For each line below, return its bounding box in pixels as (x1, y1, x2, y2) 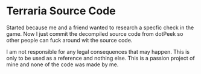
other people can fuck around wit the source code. (6, 36, 133, 44)
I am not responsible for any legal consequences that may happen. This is (6, 48, 190, 55)
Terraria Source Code (6, 4, 116, 18)
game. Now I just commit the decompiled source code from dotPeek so (6, 30, 183, 37)
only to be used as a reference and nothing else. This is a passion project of (6, 54, 195, 61)
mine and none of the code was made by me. (6, 61, 119, 68)
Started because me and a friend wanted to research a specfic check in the (6, 24, 194, 31)
